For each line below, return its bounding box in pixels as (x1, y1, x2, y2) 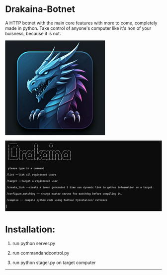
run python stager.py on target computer (12, 260, 96, 266)
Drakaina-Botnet (5, 3, 76, 15)
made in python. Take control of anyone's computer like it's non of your (5, 25, 152, 31)
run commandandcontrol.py (12, 250, 70, 256)
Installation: (5, 224, 56, 235)
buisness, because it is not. (5, 30, 61, 36)
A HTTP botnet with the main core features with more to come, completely (5, 20, 158, 26)
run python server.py (12, 240, 56, 246)
